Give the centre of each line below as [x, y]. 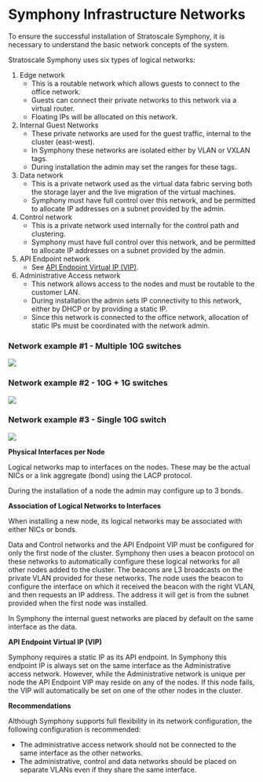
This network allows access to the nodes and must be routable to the [143, 284]
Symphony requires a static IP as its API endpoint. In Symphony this [118, 657]
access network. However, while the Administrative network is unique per [127, 674]
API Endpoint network [55, 259]
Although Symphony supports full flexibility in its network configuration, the [130, 721]
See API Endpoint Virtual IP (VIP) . [85, 267]
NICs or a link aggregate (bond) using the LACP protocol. [100, 475]
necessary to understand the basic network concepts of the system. [119, 44]
